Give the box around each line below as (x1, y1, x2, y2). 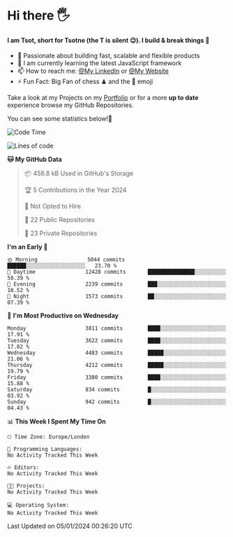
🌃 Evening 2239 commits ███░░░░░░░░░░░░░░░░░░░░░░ (7, 281, 227, 288)
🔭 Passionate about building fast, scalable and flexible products (17, 52, 200, 60)
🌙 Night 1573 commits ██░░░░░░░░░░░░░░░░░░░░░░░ (7, 293, 227, 300)
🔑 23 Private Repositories (24, 229, 98, 237)
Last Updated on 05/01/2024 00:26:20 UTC (7, 522, 133, 531)
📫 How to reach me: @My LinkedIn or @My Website (17, 67, 169, 76)
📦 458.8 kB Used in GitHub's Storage (24, 169, 134, 178)
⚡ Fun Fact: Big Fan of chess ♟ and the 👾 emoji (17, 77, 153, 86)
